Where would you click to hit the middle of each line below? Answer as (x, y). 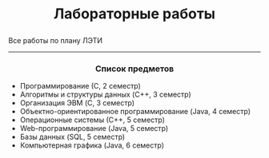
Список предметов (134, 69)
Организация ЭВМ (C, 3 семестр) (77, 103)
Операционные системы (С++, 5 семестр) (92, 120)
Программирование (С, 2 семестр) (80, 86)
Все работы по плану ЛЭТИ (55, 41)
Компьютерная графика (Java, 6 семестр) (92, 145)
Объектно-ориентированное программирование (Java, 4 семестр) (135, 112)
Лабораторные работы (134, 14)
